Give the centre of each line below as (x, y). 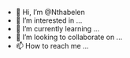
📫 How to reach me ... (52, 46)
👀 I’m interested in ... (49, 20)
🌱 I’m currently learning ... (58, 29)
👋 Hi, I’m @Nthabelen (50, 12)
